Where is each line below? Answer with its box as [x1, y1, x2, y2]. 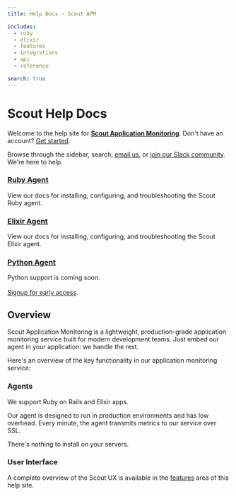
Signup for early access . [7, 289, 79, 297]
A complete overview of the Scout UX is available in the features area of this [7, 473, 230, 482]
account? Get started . [7, 136, 71, 145]
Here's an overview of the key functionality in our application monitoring [7, 356, 218, 365]
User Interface [7, 457, 58, 467]
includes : [7, 23, 37, 30]
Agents [7, 382, 33, 392]
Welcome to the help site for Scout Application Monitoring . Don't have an [7, 128, 224, 138]
